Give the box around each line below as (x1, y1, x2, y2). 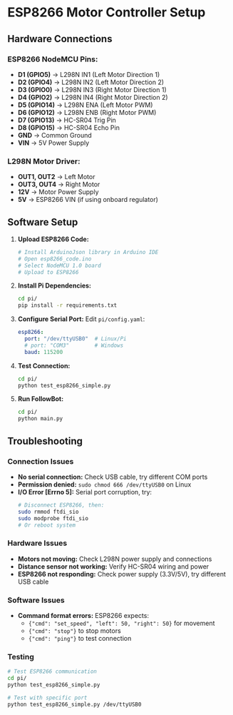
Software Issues (7, 595, 66, 605)
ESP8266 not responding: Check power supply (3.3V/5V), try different (17, 569, 227, 578)
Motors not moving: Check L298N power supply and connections (17, 554, 212, 563)
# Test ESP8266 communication (7, 668, 98, 675)
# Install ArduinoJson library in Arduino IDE (17, 248, 159, 255)
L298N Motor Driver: (7, 156, 81, 166)
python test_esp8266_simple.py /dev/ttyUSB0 (7, 701, 142, 708)
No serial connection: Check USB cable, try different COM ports (17, 472, 208, 481)
